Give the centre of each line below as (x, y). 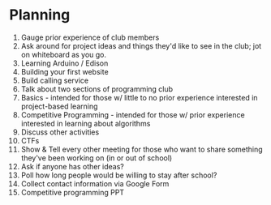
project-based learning (59, 106)
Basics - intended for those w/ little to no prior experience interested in (139, 97)
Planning (40, 15)
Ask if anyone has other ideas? (73, 166)
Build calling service (54, 80)
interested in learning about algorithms (86, 123)
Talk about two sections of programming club (97, 89)
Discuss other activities (60, 132)
